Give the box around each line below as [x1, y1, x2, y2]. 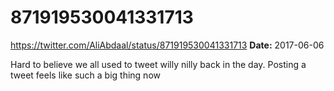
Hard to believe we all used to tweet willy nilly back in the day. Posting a [10, 58, 307, 70]
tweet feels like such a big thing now [10, 69, 161, 81]
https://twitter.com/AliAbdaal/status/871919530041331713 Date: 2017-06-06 [10, 39, 325, 51]
